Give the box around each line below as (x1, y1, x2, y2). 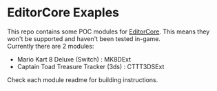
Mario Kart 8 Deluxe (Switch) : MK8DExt (17, 55, 132, 63)
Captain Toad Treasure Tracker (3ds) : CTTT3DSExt (17, 62, 165, 70)
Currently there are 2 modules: (7, 42, 94, 50)
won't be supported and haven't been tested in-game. (7, 34, 161, 42)
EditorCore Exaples (7, 5, 119, 21)
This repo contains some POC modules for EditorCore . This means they (7, 27, 210, 36)
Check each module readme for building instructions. (7, 75, 158, 83)
